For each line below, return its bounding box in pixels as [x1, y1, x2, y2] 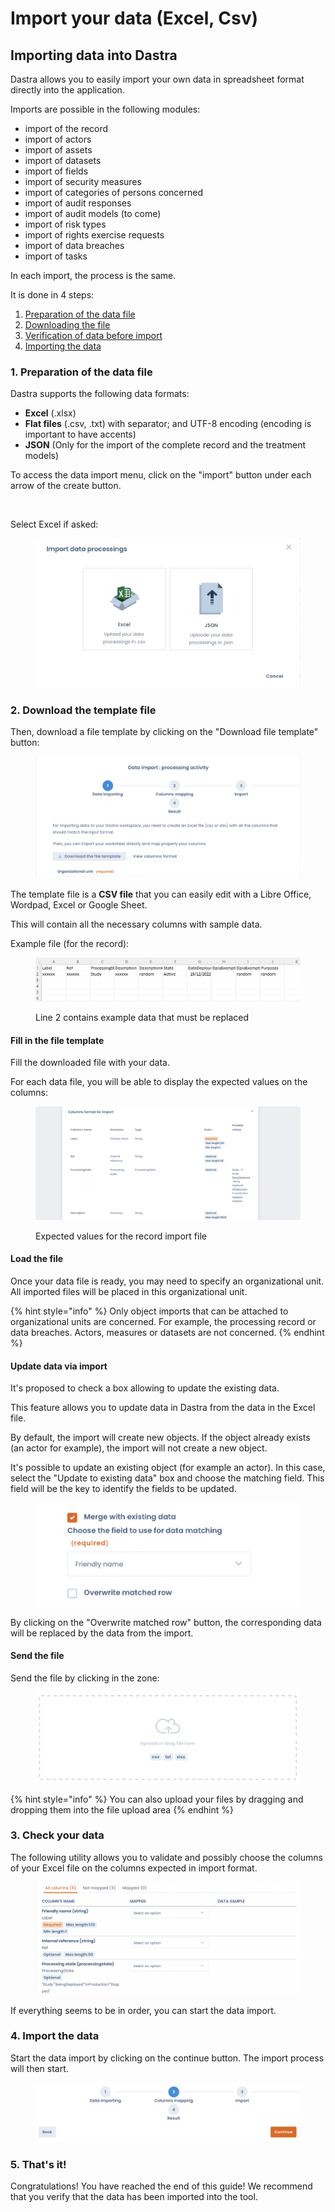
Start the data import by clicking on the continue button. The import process [10, 2052, 325, 2064]
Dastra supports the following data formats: [10, 388, 190, 400]
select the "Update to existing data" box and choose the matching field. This [10, 1472, 325, 1484]
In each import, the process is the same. [10, 270, 177, 281]
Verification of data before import [24, 330, 163, 341]
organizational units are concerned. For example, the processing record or [10, 1315, 317, 1327]
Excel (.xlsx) [24, 407, 77, 419]
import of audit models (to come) [24, 208, 162, 219]
